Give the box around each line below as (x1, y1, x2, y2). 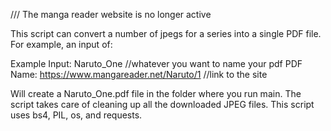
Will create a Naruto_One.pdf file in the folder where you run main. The (10, 88, 302, 99)
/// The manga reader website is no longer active (10, 9, 212, 20)
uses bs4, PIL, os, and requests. (10, 109, 143, 121)
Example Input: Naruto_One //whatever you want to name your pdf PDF (10, 58, 303, 69)
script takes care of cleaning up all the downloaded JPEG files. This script (10, 99, 315, 110)
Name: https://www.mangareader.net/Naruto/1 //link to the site (10, 69, 268, 80)
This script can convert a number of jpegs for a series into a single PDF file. (10, 28, 322, 39)
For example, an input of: (10, 39, 113, 50)
